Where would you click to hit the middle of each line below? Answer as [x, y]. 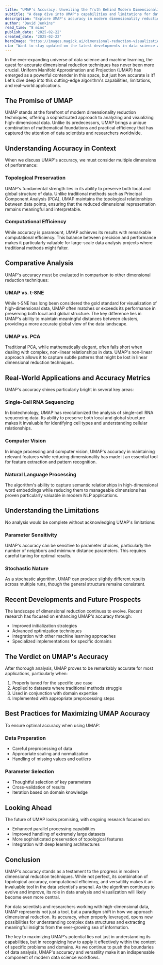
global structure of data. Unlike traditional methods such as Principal [73, 194]
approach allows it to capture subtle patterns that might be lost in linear [76, 357]
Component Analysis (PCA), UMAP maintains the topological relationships [79, 199]
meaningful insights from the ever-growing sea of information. [67, 928]
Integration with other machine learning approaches [64, 636]
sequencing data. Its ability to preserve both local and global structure [75, 418]
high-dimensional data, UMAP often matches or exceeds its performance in [81, 308]
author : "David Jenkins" [30, 23]
